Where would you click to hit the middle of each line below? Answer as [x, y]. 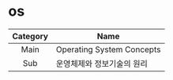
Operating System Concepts [108, 49]
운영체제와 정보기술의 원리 [102, 64]
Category [30, 36]
